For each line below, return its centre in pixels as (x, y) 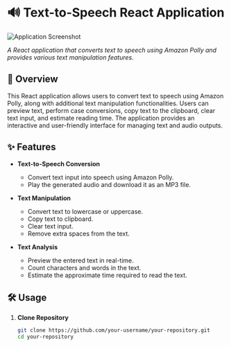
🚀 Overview (33, 79)
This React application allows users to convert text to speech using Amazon (115, 96)
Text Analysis (37, 247)
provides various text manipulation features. (70, 57)
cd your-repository (45, 337)
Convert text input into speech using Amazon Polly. (101, 177)
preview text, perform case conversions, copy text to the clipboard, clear (111, 110)
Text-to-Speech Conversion (59, 163)
